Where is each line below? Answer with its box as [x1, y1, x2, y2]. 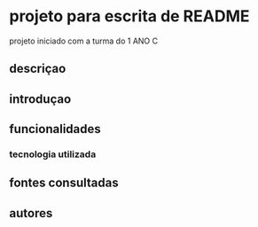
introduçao [9, 91, 72, 106]
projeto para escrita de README [9, 6, 250, 27]
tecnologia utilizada [9, 148, 97, 160]
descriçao [9, 61, 66, 76]
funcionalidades [9, 121, 102, 137]
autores [9, 206, 53, 221]
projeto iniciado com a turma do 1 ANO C [9, 35, 158, 46]
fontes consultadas [9, 176, 119, 191]
